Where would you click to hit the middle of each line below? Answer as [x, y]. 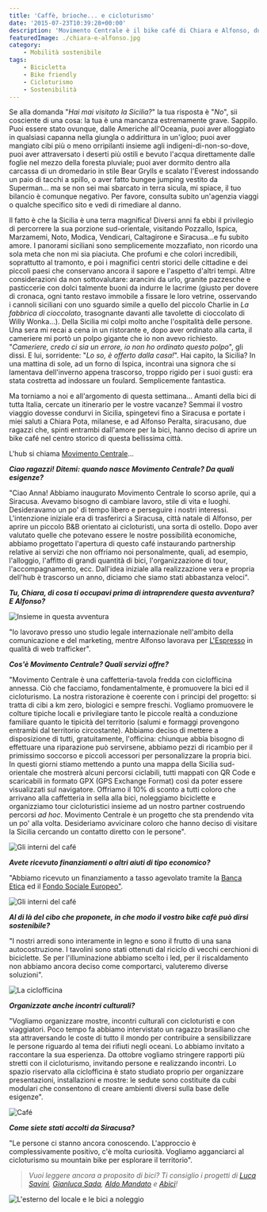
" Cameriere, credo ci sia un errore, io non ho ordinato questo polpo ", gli [126, 347]
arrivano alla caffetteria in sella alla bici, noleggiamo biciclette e [113, 798]
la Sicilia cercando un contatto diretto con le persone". [97, 832]
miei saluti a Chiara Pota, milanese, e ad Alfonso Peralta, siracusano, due [128, 421]
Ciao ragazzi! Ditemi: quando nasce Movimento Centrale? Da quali [122, 469]
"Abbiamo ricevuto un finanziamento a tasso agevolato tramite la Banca [126, 878]
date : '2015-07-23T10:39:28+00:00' [68, 23]
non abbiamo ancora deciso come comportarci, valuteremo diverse [119, 966]
